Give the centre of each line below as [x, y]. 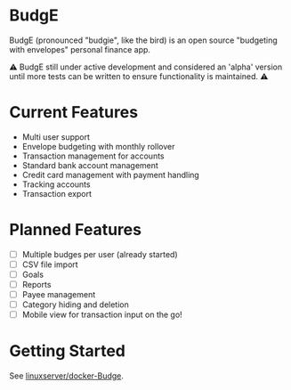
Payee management [59, 295]
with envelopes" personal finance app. [80, 49]
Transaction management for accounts [93, 156]
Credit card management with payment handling [111, 175]
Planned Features [76, 230]
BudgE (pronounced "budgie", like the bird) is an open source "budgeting [143, 40]
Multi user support [56, 137]
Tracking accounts [56, 184]
